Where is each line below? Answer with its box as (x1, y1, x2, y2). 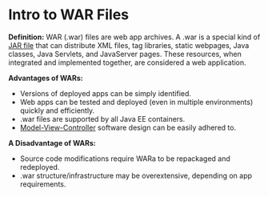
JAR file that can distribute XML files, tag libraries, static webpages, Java (8, 40, 250, 50)
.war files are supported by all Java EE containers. (19, 114, 186, 123)
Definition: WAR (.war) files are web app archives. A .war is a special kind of (8, 32, 261, 42)
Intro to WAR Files (8, 6, 130, 24)
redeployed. (19, 162, 60, 171)
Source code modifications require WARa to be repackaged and (19, 154, 230, 163)
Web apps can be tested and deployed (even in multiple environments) (19, 97, 254, 107)
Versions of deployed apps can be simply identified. (19, 88, 192, 98)
